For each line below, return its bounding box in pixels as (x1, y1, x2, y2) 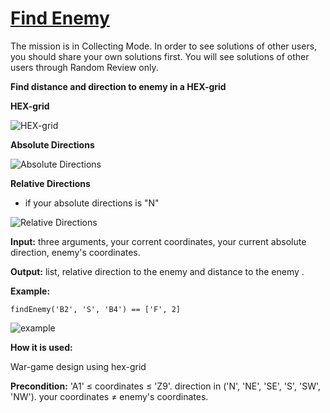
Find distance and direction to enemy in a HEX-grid (10, 80, 227, 92)
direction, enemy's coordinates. (10, 246, 141, 258)
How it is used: (10, 341, 73, 353)
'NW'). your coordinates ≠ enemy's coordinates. (10, 390, 209, 402)
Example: (10, 285, 51, 297)
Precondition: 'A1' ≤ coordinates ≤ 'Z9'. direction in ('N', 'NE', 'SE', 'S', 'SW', (10, 380, 322, 392)
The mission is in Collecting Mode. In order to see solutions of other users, (10, 40, 318, 52)
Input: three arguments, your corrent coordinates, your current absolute (10, 235, 307, 247)
